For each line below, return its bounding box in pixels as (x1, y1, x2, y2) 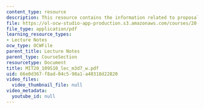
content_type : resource (6, 8, 67, 15)
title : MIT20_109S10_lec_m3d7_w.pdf (6, 65, 99, 71)
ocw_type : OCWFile (6, 43, 53, 49)
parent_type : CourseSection (6, 54, 78, 60)
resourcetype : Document (6, 59, 67, 65)
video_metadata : (6, 88, 47, 94)
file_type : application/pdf (6, 25, 78, 32)
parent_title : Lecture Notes (6, 48, 80, 54)
